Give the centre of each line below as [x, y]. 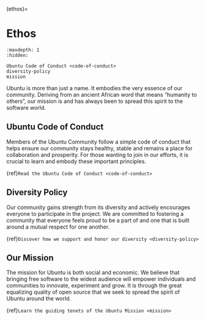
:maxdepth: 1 [23, 50]
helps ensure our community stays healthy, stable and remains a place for [99, 148]
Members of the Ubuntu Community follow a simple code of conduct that [99, 142]
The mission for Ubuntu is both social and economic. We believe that [93, 273]
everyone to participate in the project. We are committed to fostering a [95, 213]
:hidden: [17, 55]
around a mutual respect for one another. [58, 227]
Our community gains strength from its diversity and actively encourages [99, 207]
